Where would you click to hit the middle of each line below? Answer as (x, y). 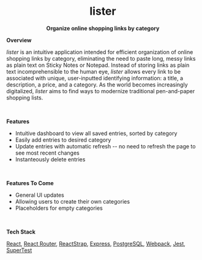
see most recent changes (47, 153)
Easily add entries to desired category (63, 140)
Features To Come (30, 183)
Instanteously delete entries (50, 159)
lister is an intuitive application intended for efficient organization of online (100, 52)
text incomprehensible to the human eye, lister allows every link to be (94, 71)
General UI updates (39, 195)
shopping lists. (25, 97)
